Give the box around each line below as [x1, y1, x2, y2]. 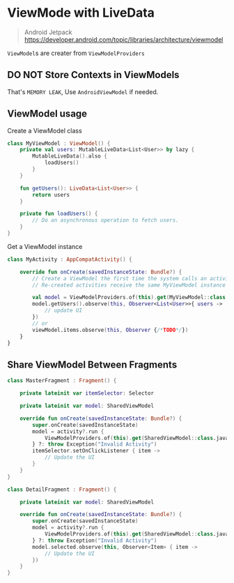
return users [32, 191, 70, 198]
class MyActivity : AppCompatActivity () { [7, 256, 132, 263]
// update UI [44, 307, 82, 315]
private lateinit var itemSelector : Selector [19, 390, 155, 397]
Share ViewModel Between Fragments [7, 358, 178, 370]
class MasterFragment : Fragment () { [7, 377, 117, 384]
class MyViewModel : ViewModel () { [7, 139, 111, 147]
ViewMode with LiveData [7, 5, 155, 21]
